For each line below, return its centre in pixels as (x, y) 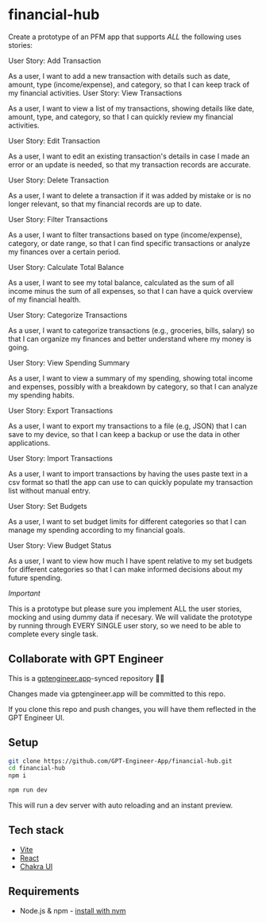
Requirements (44, 892)
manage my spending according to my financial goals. (96, 530)
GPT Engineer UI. (37, 718)
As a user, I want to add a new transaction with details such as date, (119, 76)
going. (19, 347)
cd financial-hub (37, 769)
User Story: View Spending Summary (69, 362)
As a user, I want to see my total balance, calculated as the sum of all (121, 282)
